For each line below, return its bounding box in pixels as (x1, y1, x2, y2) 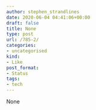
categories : (6, 43, 36, 49)
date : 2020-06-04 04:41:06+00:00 (6, 14, 91, 20)
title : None (6, 25, 36, 32)
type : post (6, 31, 34, 37)
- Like (6, 59, 23, 65)
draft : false (6, 20, 39, 26)
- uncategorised (6, 48, 47, 54)
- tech (6, 82, 23, 88)
